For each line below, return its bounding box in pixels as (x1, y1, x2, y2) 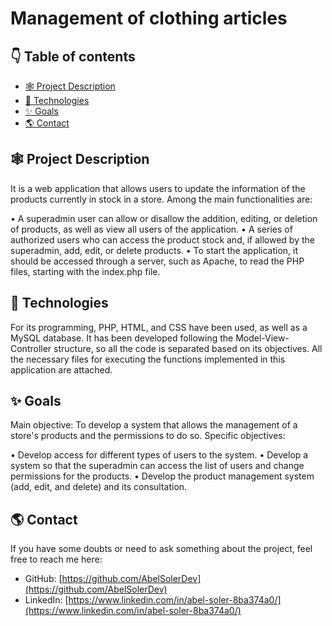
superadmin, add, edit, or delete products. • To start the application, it (10, 244, 299, 256)
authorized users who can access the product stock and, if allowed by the (10, 233, 315, 246)
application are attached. (10, 363, 113, 376)
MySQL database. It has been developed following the (10, 332, 234, 344)
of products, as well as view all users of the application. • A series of (10, 223, 293, 235)
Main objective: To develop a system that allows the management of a (10, 419, 298, 431)
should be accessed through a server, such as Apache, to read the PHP (10, 255, 305, 267)
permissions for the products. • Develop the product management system (10, 470, 315, 482)
